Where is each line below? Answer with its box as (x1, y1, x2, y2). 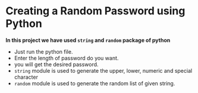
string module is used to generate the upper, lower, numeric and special (14, 67, 193, 74)
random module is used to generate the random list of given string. (14, 79, 175, 87)
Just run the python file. (14, 48, 73, 55)
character (14, 73, 38, 80)
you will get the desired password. (14, 61, 99, 68)
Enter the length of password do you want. (14, 54, 119, 61)
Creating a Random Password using (5, 4, 186, 18)
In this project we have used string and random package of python (5, 36, 171, 44)
